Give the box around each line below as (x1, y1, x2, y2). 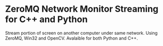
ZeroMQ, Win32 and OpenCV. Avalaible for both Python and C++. (5, 35, 138, 41)
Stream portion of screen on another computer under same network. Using (5, 30, 158, 36)
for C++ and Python (5, 14, 88, 25)
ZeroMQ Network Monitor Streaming (5, 3, 159, 15)
